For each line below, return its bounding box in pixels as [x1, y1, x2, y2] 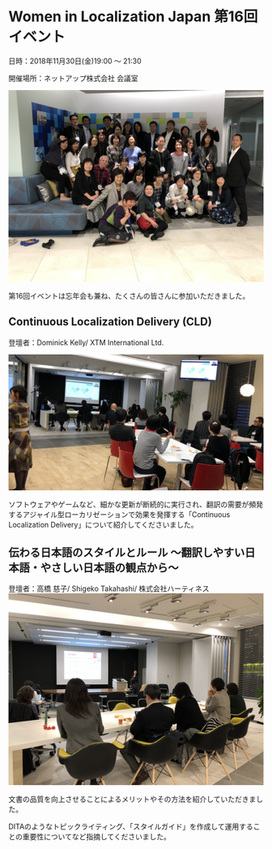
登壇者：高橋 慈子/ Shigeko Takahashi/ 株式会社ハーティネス [8, 584, 210, 593]
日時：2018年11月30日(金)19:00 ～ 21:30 [8, 56, 142, 66]
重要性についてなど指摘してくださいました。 [22, 832, 172, 842]
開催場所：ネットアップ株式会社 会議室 [8, 73, 138, 83]
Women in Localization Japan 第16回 [8, 7, 258, 26]
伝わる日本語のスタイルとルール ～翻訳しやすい [8, 545, 245, 559]
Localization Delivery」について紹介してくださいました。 [8, 519, 198, 529]
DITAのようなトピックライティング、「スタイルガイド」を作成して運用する [8, 821, 253, 832]
